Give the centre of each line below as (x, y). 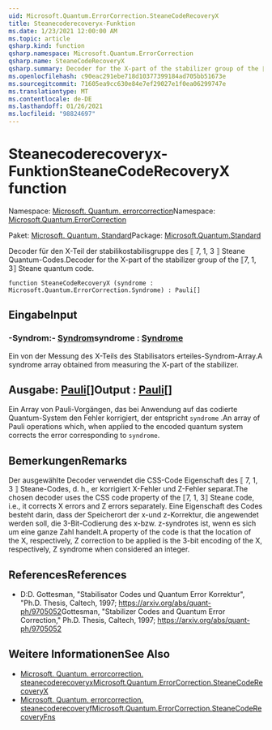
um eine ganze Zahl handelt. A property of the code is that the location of (130, 532)
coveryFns (38, 717)
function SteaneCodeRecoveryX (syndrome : (81, 283)
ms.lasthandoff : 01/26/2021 (56, 106)
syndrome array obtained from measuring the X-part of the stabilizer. (123, 364)
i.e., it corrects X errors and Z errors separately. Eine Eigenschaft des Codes (136, 506)
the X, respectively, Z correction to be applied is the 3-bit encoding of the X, (136, 541)
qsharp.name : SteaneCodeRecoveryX (67, 62)
